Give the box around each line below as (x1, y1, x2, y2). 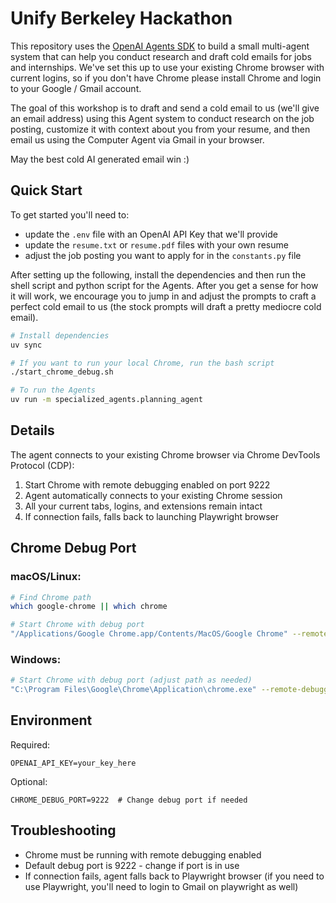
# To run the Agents (10, 385, 97, 396)
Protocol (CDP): (10, 459, 75, 471)
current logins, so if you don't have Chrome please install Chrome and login (10, 72, 322, 84)
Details (10, 422, 55, 439)
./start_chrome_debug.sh (10, 367, 114, 377)
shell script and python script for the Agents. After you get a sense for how (10, 279, 319, 291)
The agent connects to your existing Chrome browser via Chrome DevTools (10, 448, 321, 461)
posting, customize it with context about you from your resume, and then (10, 123, 311, 135)
